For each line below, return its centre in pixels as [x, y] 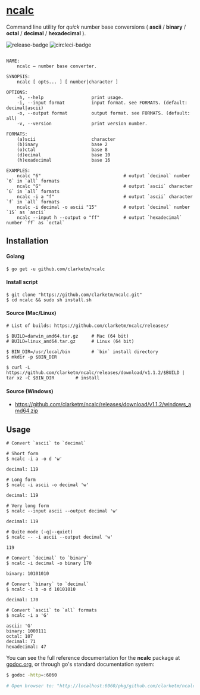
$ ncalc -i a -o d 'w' [34, 459]
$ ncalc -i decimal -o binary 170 [49, 563]
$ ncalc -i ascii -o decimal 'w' [48, 485]
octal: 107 [20, 636]
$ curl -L [18, 367]
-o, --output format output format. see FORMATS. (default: [104, 113]
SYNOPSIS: [18, 76]
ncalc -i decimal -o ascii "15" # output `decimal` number [104, 207]
